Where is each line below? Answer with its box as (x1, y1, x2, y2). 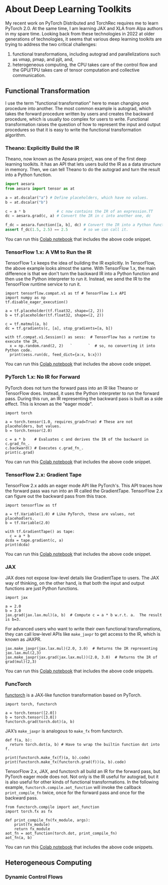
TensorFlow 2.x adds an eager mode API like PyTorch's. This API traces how (5, 482, 162, 488)
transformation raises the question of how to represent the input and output (5, 121, 161, 127)
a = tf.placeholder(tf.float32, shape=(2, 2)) (5, 309, 104, 314)
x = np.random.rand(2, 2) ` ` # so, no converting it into (9, 344, 155, 349)
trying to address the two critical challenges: (5, 41, 97, 47)
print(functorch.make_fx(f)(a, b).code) (5, 755, 91, 760)
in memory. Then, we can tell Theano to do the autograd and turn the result (5, 167, 160, 173)
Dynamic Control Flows (5, 873, 63, 880)
